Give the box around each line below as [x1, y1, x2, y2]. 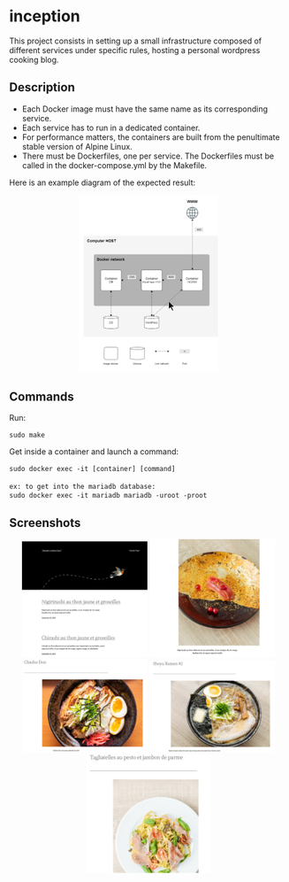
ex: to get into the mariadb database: [9, 483, 156, 491]
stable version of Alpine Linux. [21, 141, 133, 151]
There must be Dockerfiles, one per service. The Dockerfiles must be [21, 151, 275, 161]
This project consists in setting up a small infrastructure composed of [9, 35, 262, 46]
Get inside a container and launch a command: [9, 446, 179, 457]
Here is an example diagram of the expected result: [9, 177, 196, 188]
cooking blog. [9, 54, 59, 65]
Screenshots [9, 515, 81, 530]
